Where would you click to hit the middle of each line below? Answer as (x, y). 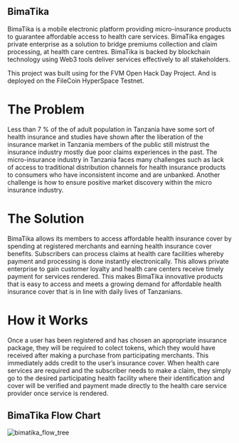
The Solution (46, 219)
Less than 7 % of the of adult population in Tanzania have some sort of (111, 129)
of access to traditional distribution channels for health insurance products (117, 167)
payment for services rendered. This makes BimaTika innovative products (115, 276)
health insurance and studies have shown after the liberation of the (106, 137)
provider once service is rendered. (58, 393)
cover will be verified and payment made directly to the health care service (117, 385)
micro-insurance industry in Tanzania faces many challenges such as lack (116, 159)
